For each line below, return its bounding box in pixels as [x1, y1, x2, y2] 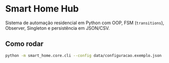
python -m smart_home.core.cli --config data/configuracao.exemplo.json [5, 53, 162, 58]
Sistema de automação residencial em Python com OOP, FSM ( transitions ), [5, 20, 164, 26]
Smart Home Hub [5, 3, 79, 15]
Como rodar [5, 40, 44, 48]
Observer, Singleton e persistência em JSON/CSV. [5, 25, 110, 31]
